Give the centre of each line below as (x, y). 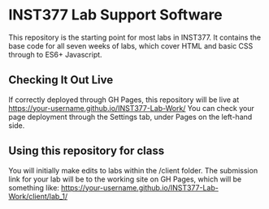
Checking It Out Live (61, 80)
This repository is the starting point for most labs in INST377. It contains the (135, 37)
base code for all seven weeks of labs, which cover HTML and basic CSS (131, 45)
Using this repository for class (87, 151)
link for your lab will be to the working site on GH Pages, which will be (125, 179)
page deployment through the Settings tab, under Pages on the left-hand (130, 117)
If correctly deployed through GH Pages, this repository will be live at (124, 100)
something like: (34, 187)
